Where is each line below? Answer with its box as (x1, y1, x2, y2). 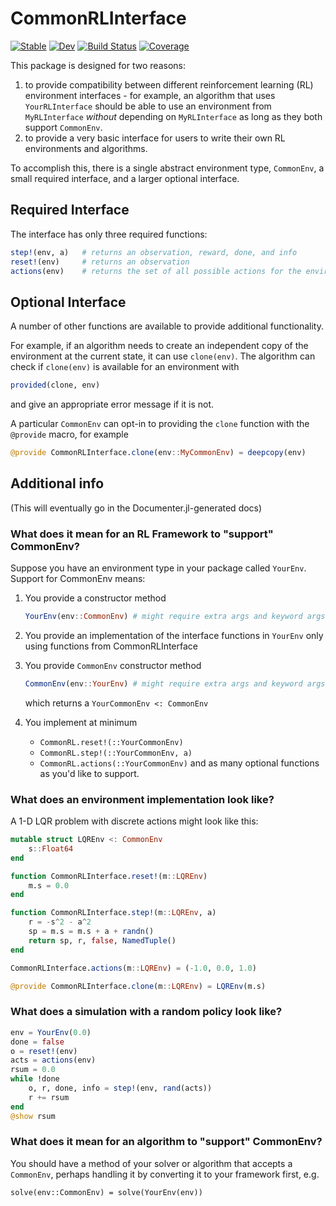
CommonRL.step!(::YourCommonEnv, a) (39, 748, 193, 758)
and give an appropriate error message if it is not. (10, 398, 215, 411)
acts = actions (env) (10, 1055, 97, 1066)
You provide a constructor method (24, 592, 167, 604)
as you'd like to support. (39, 767, 140, 779)
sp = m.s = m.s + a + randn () (28, 927, 155, 937)
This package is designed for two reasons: (10, 59, 186, 71)
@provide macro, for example (10, 428, 129, 441)
